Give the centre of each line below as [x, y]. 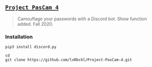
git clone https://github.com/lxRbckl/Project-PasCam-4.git [69, 60]
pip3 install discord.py [31, 47]
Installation [19, 36]
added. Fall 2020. [35, 24]
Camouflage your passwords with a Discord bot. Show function [82, 19]
